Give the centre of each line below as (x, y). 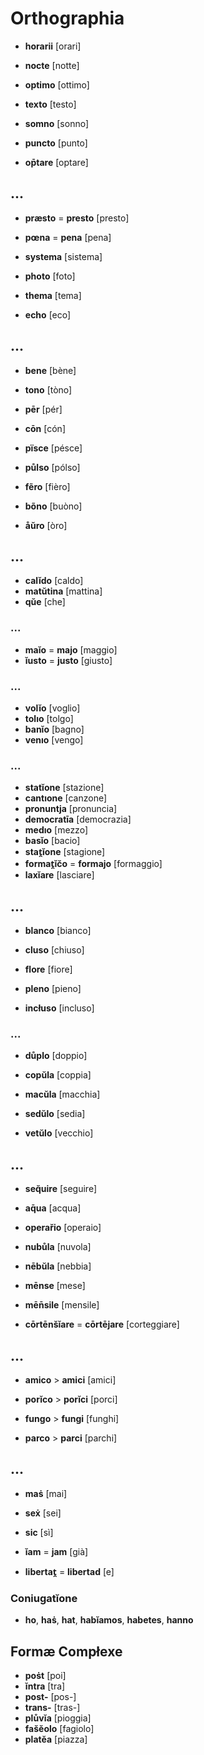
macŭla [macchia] (62, 1094)
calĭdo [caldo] (54, 581)
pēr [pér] (43, 409)
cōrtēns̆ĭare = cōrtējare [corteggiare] (102, 1324)
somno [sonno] (57, 123)
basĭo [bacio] (52, 841)
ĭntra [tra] (45, 1686)
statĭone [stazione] (64, 788)
